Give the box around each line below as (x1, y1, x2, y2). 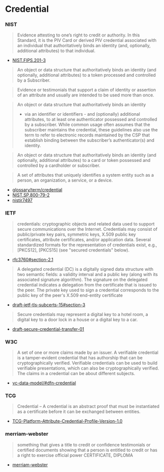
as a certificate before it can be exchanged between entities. (17, 409, 141, 414)
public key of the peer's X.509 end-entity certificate (17, 292, 123, 298)
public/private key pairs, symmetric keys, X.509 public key (17, 231, 136, 237)
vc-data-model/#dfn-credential (12, 380, 76, 386)
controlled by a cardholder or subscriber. (17, 162, 100, 168)
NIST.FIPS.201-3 (12, 58, 46, 63)
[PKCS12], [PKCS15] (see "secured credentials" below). (17, 247, 130, 253)
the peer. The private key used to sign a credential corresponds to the (17, 287, 159, 293)
